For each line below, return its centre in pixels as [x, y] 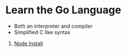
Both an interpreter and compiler [53, 26]
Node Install [28, 43]
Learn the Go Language [63, 10]
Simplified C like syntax [42, 32]
